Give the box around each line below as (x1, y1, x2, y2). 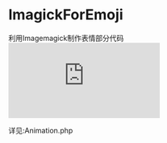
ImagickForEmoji (8, 6, 123, 24)
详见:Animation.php (8, 125, 73, 135)
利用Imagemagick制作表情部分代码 (8, 33, 124, 43)
